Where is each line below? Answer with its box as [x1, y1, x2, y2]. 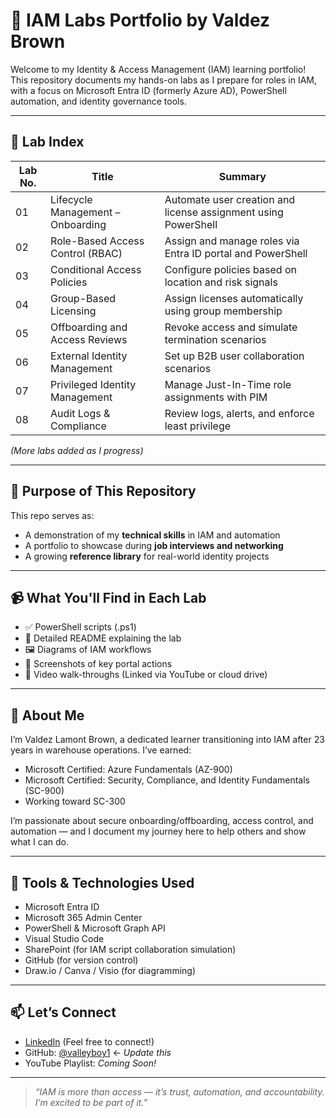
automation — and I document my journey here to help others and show [10, 825, 307, 838]
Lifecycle [50, 192, 93, 206]
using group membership [164, 304, 283, 318]
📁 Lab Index [10, 134, 85, 151]
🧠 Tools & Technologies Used [10, 874, 195, 891]
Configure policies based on [164, 262, 297, 276]
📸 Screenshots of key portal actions [24, 658, 173, 670]
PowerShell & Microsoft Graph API [24, 922, 166, 934]
